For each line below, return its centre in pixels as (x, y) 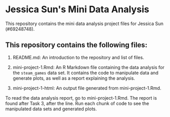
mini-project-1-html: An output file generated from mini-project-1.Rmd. (87, 88)
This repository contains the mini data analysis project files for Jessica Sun (84, 24)
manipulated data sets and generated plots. (51, 109)
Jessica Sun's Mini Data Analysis (77, 9)
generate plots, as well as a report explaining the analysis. (74, 78)
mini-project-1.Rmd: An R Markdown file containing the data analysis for (89, 67)
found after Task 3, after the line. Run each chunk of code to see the (77, 103)
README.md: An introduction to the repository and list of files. (78, 57)
